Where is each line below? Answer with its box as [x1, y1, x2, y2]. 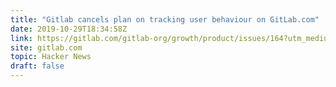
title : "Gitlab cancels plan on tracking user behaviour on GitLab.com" [10, 14, 320, 25]
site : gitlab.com [10, 42, 83, 53]
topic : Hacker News [10, 52, 92, 62]
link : [10, 33, 33, 43]
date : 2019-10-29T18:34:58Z [10, 24, 128, 34]
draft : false [10, 61, 65, 71]
